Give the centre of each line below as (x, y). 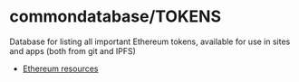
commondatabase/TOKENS (116, 17)
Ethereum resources (60, 68)
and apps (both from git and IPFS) (72, 50)
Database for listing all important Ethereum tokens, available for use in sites (150, 41)
